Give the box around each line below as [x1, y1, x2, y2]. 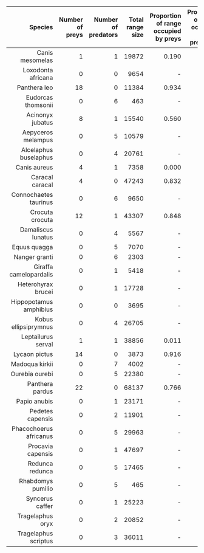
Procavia [28, 442, 53, 450]
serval [35, 340, 53, 348]
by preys [155, 35, 182, 43]
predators [89, 30, 118, 39]
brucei [35, 288, 53, 296]
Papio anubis [16, 397, 53, 405]
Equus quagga [12, 243, 53, 251]
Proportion [149, 12, 182, 20]
